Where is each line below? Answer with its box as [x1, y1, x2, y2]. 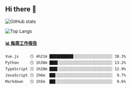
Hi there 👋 [5, 5, 37, 14]
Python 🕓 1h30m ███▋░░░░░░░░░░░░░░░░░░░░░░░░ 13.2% [5, 60, 126, 65]
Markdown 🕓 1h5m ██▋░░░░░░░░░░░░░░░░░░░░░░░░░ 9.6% [5, 79, 126, 84]
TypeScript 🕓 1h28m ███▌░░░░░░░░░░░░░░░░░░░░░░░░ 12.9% [5, 66, 126, 72]
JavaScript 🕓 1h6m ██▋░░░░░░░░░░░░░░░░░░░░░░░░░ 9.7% [5, 73, 126, 78]
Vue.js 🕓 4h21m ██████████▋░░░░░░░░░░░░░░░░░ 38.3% [5, 54, 126, 59]
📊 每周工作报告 [5, 40, 38, 46]
